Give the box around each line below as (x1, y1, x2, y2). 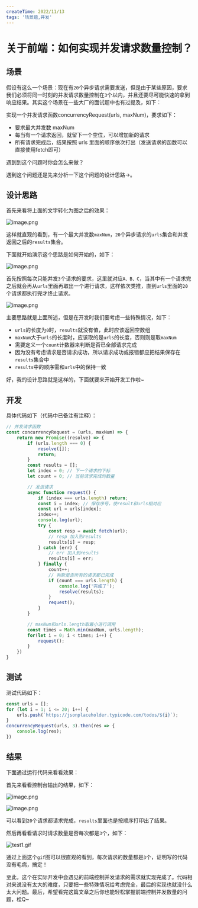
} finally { (37, 561, 67, 567)
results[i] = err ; (48, 556, 94, 562)
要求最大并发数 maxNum (14, 124, 75, 131)
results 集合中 (14, 356, 49, 363)
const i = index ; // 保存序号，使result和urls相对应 (37, 500, 161, 506)
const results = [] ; (27, 463, 78, 469)
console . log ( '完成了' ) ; (59, 583, 115, 589)
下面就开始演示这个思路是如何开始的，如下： (6, 251, 115, 258)
